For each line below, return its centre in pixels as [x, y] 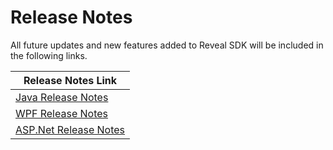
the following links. [49, 55]
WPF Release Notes [62, 113]
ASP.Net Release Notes [70, 129]
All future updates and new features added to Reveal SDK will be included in [167, 45]
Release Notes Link [70, 80]
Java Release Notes [62, 97]
